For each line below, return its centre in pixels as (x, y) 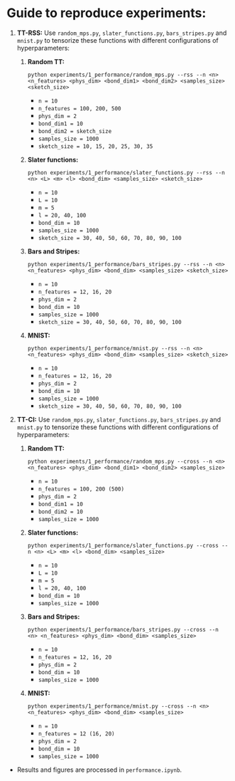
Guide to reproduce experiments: (106, 13)
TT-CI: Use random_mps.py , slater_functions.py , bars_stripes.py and (119, 419)
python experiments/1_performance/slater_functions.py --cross (123, 545)
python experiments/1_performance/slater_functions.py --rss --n (126, 172)
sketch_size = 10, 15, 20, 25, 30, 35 (95, 146)
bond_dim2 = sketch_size (75, 131)
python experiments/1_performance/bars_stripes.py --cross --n (123, 629)
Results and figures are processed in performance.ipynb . (99, 770)
